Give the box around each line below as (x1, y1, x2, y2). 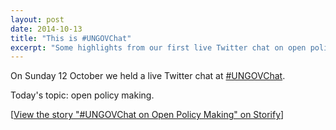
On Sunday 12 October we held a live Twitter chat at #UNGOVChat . (10, 70, 286, 82)
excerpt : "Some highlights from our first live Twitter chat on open (10, 42, 307, 53)
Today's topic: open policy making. (10, 89, 155, 101)
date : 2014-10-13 (10, 24, 83, 34)
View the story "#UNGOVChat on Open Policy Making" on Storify (13, 109, 282, 121)
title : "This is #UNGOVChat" (10, 33, 132, 43)
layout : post (10, 14, 65, 25)
